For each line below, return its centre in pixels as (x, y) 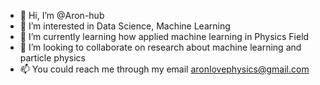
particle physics (52, 58)
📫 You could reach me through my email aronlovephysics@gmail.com (164, 69)
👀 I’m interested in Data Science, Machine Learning (125, 26)
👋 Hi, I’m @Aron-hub (62, 15)
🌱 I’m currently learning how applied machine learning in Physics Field (164, 36)
